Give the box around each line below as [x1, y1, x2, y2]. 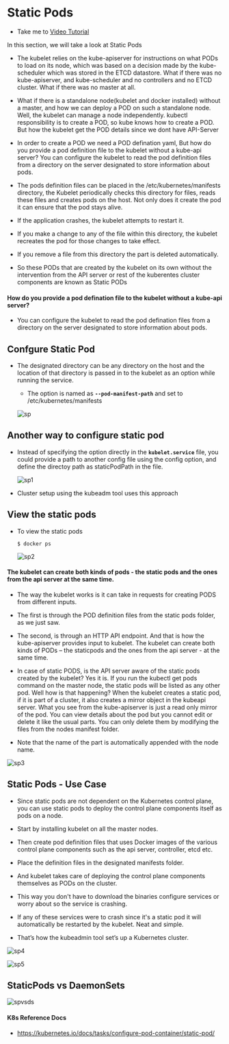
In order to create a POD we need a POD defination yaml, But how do [16, 138, 212, 147]
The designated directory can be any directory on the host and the [16, 361, 205, 369]
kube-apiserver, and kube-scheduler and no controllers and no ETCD [16, 75, 213, 84]
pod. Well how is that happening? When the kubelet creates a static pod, [16, 688, 221, 697]
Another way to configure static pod [7, 430, 165, 441]
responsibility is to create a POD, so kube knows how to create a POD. [16, 118, 215, 126]
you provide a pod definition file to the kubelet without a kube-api [16, 146, 202, 154]
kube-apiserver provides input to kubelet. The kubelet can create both [16, 638, 215, 647]
